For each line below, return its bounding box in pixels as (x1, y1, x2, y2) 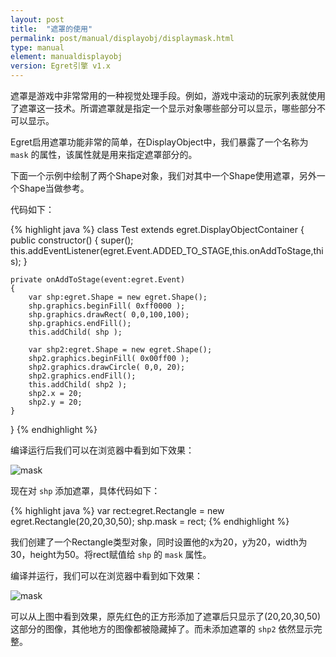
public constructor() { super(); (10, 234, 134, 246)
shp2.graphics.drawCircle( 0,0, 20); (28, 362, 186, 372)
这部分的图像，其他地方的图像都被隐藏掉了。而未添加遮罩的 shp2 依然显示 (10, 623, 314, 635)
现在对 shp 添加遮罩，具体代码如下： (10, 485, 161, 496)
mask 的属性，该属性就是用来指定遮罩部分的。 (10, 149, 198, 160)
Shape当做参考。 (18, 182, 90, 194)
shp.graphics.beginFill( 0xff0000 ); (28, 301, 186, 311)
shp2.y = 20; (28, 397, 83, 407)
